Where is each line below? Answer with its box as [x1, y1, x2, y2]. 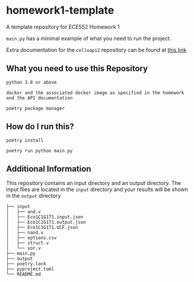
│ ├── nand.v [6, 230, 44, 236]
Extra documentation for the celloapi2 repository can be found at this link [6, 46, 187, 54]
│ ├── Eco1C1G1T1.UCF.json [6, 224, 78, 231]
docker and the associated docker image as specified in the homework [6, 90, 185, 96]
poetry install [6, 137, 44, 143]
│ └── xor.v [6, 245, 42, 252]
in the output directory [6, 192, 61, 199]
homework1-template [6, 4, 115, 17]
